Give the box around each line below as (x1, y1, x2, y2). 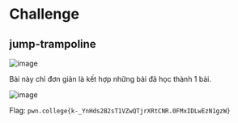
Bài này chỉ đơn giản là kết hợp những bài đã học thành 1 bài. (9, 74, 211, 83)
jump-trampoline (9, 37, 96, 51)
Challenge (9, 5, 80, 23)
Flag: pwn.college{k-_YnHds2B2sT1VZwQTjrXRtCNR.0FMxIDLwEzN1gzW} (9, 106, 231, 115)
